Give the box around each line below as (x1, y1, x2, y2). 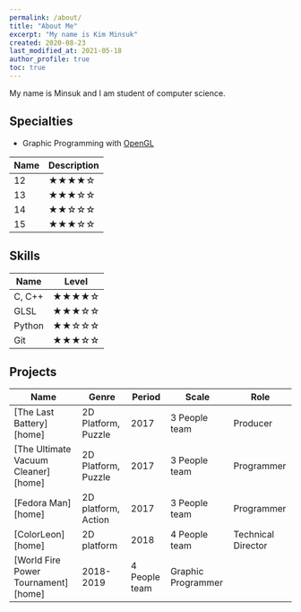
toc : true (9, 64, 47, 73)
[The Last (13, 406, 55, 418)
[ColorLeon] (13, 529, 65, 541)
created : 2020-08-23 (9, 38, 87, 48)
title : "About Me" (9, 22, 78, 31)
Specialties (9, 114, 73, 129)
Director (233, 539, 268, 552)
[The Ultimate (13, 443, 72, 456)
